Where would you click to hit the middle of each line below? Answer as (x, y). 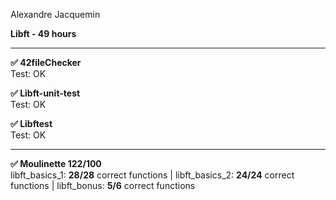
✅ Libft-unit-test (45, 93)
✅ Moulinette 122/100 (56, 163)
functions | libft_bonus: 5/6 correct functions (103, 185)
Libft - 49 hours (43, 33)
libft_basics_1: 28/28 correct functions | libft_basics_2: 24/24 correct (152, 175)
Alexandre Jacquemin (55, 14)
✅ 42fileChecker (46, 62)
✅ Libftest (31, 123)
